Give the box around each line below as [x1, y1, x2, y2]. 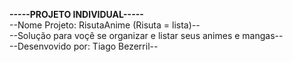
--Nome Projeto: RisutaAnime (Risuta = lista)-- [9, 19, 201, 31]
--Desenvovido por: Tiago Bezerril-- [9, 40, 159, 52]
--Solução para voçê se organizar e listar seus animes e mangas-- [9, 30, 284, 41]
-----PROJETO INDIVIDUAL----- [9, 9, 144, 20]
